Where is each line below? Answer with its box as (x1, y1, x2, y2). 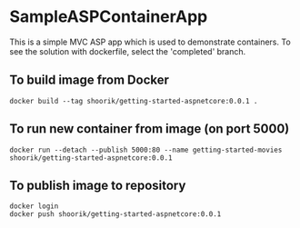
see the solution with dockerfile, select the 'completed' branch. (9, 45, 246, 56)
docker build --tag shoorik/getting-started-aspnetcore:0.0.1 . (9, 96, 258, 105)
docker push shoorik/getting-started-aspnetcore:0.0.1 (9, 210, 222, 219)
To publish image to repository (9, 177, 186, 193)
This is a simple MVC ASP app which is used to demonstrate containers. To (9, 36, 291, 47)
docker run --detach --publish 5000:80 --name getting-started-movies (9, 145, 283, 154)
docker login (9, 202, 59, 211)
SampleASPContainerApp (9, 6, 208, 27)
